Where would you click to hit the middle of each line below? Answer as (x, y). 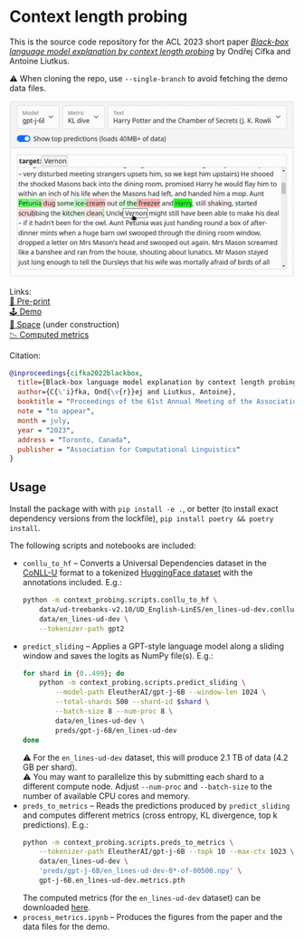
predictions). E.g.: (55, 824)
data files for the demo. (66, 926)
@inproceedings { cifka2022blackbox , (76, 373)
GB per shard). (50, 767)
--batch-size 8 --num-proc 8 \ (114, 712)
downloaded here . (56, 907)
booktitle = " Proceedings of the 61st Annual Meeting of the (135, 402)
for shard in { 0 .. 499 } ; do (73, 673)
